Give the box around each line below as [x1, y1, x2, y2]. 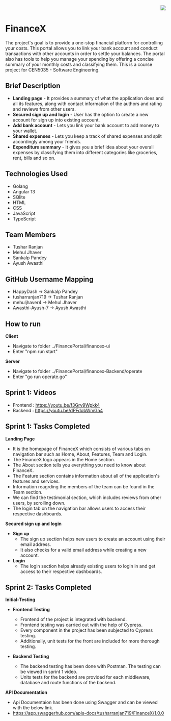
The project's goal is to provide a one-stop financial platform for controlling [5, 39, 163, 45]
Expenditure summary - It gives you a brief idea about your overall [12, 144, 154, 150]
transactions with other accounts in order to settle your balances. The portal [5, 51, 165, 57]
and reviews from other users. [12, 106, 76, 112]
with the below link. [12, 705, 53, 711]
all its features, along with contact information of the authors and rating [12, 101, 162, 107]
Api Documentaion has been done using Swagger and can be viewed [12, 699, 158, 706]
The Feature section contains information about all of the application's [12, 473, 160, 479]
